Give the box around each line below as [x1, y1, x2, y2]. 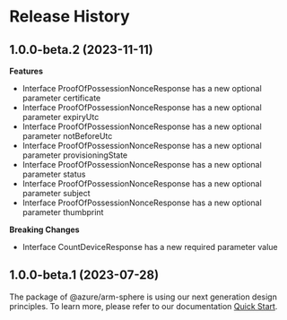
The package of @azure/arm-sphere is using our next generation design [9, 291, 278, 302]
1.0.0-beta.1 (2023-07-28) [9, 267, 160, 283]
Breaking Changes [9, 224, 80, 235]
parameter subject [22, 188, 91, 198]
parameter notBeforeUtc [22, 131, 113, 141]
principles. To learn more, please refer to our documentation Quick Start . [9, 300, 278, 311]
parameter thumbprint [22, 207, 104, 217]
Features [9, 65, 43, 76]
